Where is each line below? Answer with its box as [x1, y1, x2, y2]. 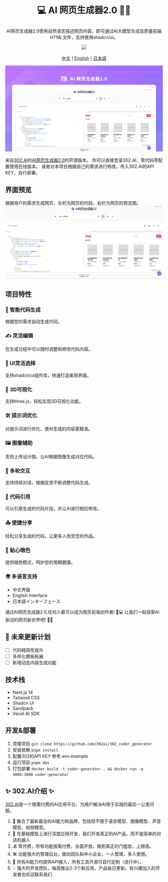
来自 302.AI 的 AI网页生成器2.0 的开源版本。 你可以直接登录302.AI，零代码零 [5, 157, 158, 163]
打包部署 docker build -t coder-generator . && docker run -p [12, 765, 143, 771]
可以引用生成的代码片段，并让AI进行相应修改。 [5, 506, 101, 512]
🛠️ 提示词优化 [5, 412, 37, 419]
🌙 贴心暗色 [5, 547, 31, 554]
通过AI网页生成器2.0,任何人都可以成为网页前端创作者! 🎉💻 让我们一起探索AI [5, 609, 160, 615]
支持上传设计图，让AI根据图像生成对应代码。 [5, 453, 97, 459]
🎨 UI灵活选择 [5, 360, 36, 367]
